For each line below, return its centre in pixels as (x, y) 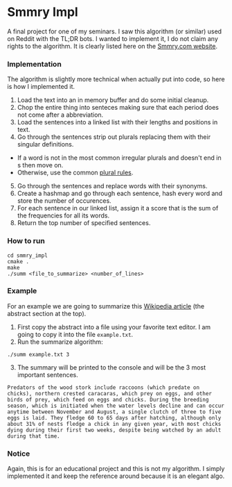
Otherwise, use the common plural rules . (75, 173)
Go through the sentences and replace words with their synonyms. (112, 186)
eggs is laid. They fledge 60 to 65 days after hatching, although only (114, 418)
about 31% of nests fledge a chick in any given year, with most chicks (114, 424)
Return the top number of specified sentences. (84, 223)
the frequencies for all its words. (63, 215)
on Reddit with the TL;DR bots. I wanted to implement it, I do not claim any (113, 38)
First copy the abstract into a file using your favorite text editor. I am (114, 327)
